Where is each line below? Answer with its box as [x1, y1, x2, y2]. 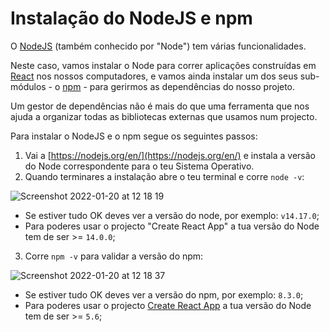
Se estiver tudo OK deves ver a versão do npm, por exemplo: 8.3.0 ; [24, 288, 304, 301]
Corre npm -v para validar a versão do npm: [24, 250, 204, 262]
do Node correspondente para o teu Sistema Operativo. [24, 160, 255, 172]
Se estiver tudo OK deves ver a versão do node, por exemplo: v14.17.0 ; [24, 209, 320, 221]
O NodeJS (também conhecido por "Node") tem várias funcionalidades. [10, 40, 307, 52]
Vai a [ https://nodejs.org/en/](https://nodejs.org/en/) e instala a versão [24, 149, 316, 161]
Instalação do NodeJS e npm [10, 7, 253, 30]
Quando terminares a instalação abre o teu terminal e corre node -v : [24, 170, 305, 182]
